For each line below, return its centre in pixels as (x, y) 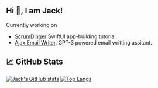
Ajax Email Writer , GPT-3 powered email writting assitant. (83, 42)
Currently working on (32, 25)
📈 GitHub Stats (35, 62)
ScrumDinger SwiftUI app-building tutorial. (66, 36)
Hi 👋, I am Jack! (35, 11)
